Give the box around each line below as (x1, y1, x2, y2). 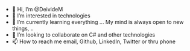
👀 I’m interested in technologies (11, 12, 90, 19)
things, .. (11, 25, 34, 32)
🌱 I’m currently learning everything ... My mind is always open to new (11, 19, 184, 25)
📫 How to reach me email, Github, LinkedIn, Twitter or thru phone (11, 38, 176, 45)
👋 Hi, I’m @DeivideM (11, 6, 63, 13)
